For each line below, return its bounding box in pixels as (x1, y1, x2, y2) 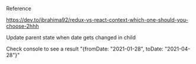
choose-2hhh (6, 23, 39, 29)
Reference (6, 5, 31, 12)
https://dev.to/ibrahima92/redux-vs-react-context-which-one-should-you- (6, 16, 188, 23)
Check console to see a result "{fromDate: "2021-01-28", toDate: (6, 45, 164, 52)
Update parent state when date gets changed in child (6, 34, 136, 41)
